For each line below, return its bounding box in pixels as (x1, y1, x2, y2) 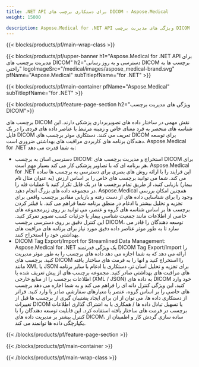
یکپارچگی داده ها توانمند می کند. (14, 319, 86, 327)
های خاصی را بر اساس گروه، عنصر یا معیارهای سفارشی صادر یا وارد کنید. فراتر (14, 288, 190, 295)
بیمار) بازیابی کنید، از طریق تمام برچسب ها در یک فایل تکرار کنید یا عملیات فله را (14, 181, 192, 188)
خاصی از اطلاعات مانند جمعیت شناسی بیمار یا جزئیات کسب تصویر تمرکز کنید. (14, 212, 187, 220)
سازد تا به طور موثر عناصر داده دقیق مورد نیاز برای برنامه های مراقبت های (14, 225, 179, 232)
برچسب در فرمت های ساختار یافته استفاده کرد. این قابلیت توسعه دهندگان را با (14, 307, 187, 314)
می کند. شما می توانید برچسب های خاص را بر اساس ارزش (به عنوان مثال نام (14, 175, 187, 182)
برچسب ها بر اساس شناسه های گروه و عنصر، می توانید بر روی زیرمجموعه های (14, 206, 190, 213)
